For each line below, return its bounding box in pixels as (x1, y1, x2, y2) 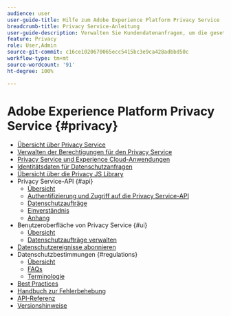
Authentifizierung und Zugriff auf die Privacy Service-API (27, 192, 189, 200)
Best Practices (16, 280, 58, 288)
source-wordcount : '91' (7, 61, 76, 68)
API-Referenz (16, 294, 56, 303)
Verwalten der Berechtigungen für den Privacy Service (16, 148, 173, 156)
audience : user (7, 10, 51, 17)
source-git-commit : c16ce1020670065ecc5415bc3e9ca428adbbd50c (7, 49, 189, 56)
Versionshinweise (16, 302, 67, 310)
